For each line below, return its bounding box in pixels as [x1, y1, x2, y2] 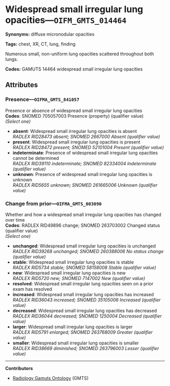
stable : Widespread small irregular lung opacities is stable [12, 259, 134, 265]
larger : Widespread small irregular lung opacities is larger [12, 324, 133, 330]
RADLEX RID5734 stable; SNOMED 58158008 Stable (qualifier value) [12, 264, 156, 270]
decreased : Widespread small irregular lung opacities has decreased [12, 307, 157, 313]
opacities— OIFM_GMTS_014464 [5, 14, 126, 26]
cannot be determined [12, 155, 59, 161]
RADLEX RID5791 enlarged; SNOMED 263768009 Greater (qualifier [12, 329, 153, 335]
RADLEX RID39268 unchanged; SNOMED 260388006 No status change [12, 248, 164, 254]
